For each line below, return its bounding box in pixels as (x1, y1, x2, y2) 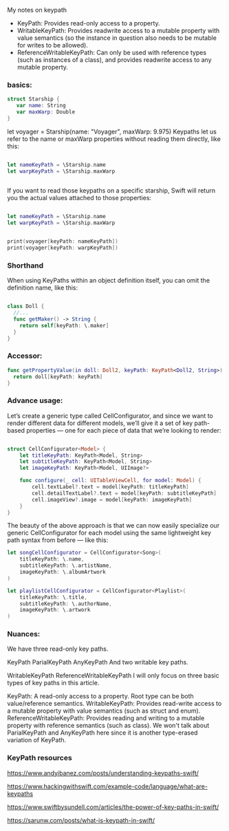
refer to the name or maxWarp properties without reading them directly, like (7, 134, 221, 143)
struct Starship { (7, 96, 60, 102)
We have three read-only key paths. (7, 645, 109, 653)
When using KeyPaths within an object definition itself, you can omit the (7, 277, 210, 285)
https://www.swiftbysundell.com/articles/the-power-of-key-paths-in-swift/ (7, 803, 219, 811)
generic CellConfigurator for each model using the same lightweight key (7, 529, 212, 537)
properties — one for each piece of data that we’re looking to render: (26, 426, 221, 434)
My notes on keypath (7, 6, 67, 14)
